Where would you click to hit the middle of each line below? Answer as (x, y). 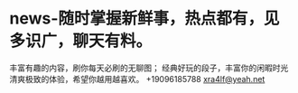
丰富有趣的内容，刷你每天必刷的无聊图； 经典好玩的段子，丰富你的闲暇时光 (149, 68)
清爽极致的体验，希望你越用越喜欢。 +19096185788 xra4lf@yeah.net (137, 79)
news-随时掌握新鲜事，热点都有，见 (144, 19)
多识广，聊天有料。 (81, 41)
